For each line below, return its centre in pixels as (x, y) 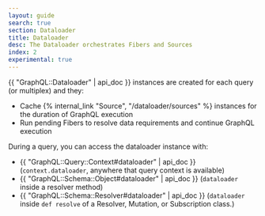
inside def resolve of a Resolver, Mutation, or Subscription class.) (127, 203)
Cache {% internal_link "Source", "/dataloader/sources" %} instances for (138, 106)
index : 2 (23, 52)
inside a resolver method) (61, 187)
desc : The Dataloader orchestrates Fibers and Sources (100, 45)
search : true (30, 23)
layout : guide (32, 15)
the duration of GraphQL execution (76, 114)
